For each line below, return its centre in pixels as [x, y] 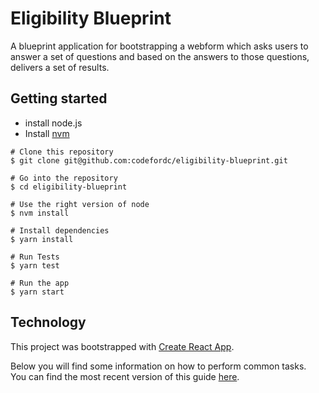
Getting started [59, 98]
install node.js [53, 123]
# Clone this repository [62, 152]
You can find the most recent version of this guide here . [125, 376]
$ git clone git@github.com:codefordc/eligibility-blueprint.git [149, 160]
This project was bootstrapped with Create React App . [122, 346]
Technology [48, 322]
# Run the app [40, 283]
